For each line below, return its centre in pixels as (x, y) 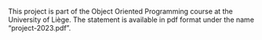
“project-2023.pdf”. (40, 28)
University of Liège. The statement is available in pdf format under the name (131, 20)
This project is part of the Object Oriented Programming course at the (120, 11)
